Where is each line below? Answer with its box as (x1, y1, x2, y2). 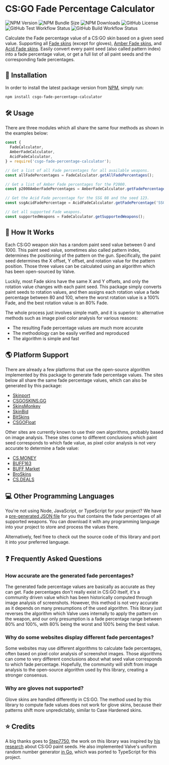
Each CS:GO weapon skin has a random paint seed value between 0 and (5, 241, 156, 248)
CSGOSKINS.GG (12, 398, 47, 404)
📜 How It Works (5, 228, 54, 237)
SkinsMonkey (12, 403, 41, 410)
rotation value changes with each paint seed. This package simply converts (5, 284, 162, 290)
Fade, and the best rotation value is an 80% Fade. (5, 299, 109, 306)
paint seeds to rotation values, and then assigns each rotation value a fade (5, 289, 160, 295)
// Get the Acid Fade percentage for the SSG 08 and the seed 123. (5, 196, 150, 201)
